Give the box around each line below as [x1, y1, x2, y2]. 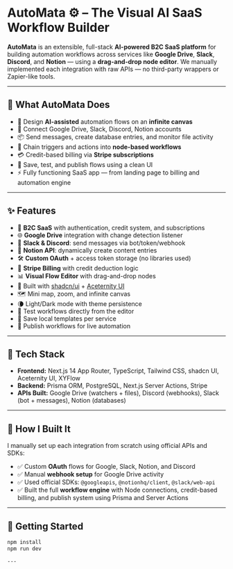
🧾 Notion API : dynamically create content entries [17, 246, 157, 255]
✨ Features [7, 205, 56, 217]
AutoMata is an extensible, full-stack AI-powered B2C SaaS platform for [7, 42, 216, 51]
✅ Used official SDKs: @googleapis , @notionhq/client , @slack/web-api [17, 478, 216, 486]
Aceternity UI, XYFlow [17, 374, 81, 383]
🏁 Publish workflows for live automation [17, 321, 130, 330]
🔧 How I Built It [7, 423, 71, 435]
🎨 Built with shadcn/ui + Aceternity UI [17, 282, 125, 290]
